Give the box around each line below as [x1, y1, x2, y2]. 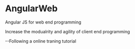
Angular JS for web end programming [5, 19, 81, 25]
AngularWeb [5, 3, 58, 14]
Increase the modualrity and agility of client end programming [5, 28, 130, 34]
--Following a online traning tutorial [5, 38, 77, 44]
